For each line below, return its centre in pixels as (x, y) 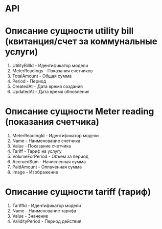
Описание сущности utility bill (69, 31)
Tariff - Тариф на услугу (37, 151)
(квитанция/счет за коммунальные (81, 42)
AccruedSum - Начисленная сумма (49, 162)
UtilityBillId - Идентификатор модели (50, 66)
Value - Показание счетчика (41, 146)
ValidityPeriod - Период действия (47, 221)
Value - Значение (30, 216)
